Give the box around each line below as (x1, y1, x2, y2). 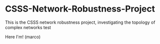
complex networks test (5, 24, 51, 30)
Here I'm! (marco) (5, 34, 41, 40)
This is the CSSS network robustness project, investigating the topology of (5, 19, 156, 25)
